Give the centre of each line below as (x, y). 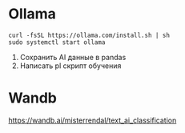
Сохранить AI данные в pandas (73, 57)
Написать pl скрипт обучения (70, 66)
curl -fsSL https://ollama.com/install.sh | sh (89, 35)
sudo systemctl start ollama (57, 42)
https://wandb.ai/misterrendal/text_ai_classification (92, 120)
